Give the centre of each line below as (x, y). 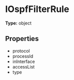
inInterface (23, 61)
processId (23, 56)
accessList (23, 66)
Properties (22, 39)
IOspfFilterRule (37, 9)
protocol (21, 50)
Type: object (18, 23)
